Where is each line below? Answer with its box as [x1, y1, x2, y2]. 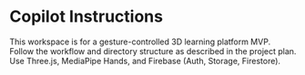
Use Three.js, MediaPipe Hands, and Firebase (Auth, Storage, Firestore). [9, 55, 280, 66]
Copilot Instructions [9, 6, 164, 27]
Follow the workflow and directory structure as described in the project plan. [9, 45, 297, 56]
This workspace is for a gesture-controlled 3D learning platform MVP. [9, 36, 271, 47]
